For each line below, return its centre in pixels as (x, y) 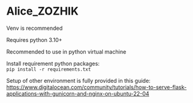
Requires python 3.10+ (34, 40)
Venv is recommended (34, 28)
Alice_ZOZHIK (43, 11)
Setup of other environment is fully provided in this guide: (79, 80)
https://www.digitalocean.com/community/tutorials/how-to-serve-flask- (96, 87)
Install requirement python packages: (53, 63)
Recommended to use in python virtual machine (66, 51)
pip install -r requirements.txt (49, 69)
